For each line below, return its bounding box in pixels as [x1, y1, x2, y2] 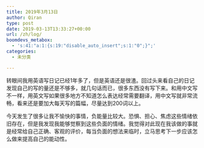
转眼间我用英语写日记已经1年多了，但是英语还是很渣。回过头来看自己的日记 [6, 76, 195, 84]
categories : [6, 49, 36, 55]
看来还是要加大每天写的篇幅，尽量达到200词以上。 [16, 99, 144, 107]
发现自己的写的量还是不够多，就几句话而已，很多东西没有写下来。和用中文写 [6, 84, 198, 92]
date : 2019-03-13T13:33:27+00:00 [6, 25, 91, 32]
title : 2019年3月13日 [6, 8, 58, 15]
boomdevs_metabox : [6, 37, 53, 43]
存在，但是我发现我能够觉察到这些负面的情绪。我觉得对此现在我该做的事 [11, 119, 192, 127]
